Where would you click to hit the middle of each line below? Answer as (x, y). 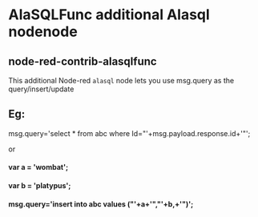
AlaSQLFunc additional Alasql (109, 15)
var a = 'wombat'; (38, 167)
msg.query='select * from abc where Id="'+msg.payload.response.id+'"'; (129, 133)
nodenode (43, 32)
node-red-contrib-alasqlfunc (83, 61)
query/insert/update (41, 89)
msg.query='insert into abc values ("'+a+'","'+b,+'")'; (101, 204)
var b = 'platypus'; (40, 185)
